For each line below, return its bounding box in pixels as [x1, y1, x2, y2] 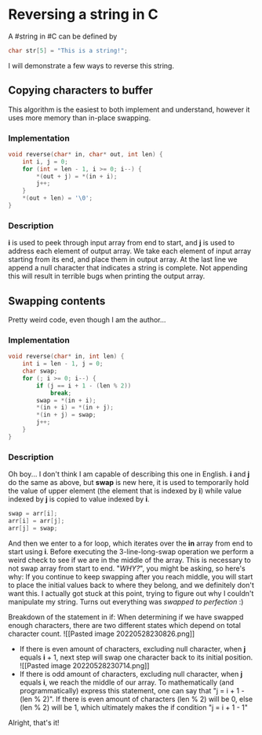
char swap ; [22, 367, 58, 375]
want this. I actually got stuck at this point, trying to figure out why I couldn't [8, 588, 254, 598]
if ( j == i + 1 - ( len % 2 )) [36, 381, 132, 390]
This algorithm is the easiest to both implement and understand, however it [8, 105, 250, 114]
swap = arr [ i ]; [8, 509, 58, 518]
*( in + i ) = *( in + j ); [36, 403, 114, 412]
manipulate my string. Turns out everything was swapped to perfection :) [8, 597, 244, 606]
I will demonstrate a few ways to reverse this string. [8, 61, 175, 70]
